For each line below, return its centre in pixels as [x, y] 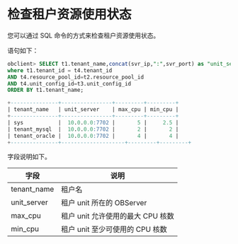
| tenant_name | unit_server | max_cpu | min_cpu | [93, 110]
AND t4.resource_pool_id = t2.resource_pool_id [75, 77]
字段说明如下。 [29, 157]
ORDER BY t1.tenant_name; [45, 90]
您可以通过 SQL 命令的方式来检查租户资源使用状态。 [84, 35]
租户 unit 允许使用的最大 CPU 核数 [118, 216]
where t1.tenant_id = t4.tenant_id [60, 70]
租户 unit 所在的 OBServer [104, 203]
